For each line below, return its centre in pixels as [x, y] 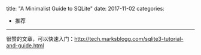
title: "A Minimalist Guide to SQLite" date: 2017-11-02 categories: [85, 9]
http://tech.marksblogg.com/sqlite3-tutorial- [129, 39]
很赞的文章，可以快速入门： [40, 39]
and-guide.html [25, 46]
